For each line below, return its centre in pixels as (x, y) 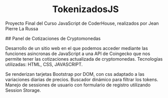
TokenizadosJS (86, 9)
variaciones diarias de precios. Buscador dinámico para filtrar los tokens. (82, 79)
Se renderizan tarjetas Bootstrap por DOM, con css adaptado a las (75, 74)
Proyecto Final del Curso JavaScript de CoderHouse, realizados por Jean (82, 23)
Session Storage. (23, 90)
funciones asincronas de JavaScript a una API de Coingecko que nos (78, 54)
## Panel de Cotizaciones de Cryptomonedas (53, 38)
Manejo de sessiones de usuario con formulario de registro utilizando (78, 85)
